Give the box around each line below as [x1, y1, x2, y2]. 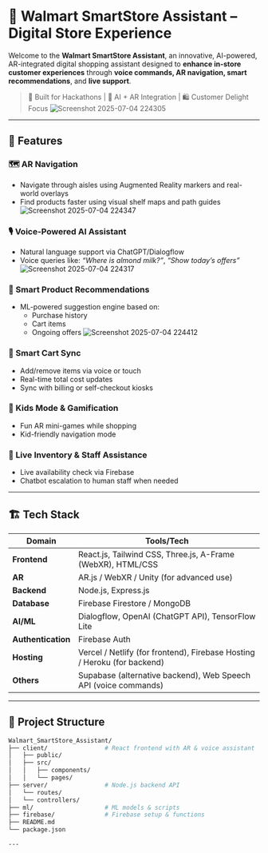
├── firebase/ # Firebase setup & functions [8, 811, 205, 819]
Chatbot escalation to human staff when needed [19, 476, 179, 486]
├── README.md [8, 819, 56, 827]
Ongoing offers [31, 328, 82, 337]
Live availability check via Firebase [19, 468, 135, 477]
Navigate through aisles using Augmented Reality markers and [19, 180, 226, 189]
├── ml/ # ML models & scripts [8, 803, 180, 811]
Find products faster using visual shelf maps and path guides [19, 197, 221, 206]
